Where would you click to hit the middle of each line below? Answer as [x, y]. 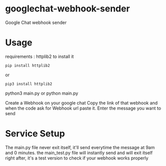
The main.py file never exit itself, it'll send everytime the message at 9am [80, 147]
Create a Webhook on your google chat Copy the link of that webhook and [82, 103]
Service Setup [35, 134]
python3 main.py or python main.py [42, 93]
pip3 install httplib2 [29, 84]
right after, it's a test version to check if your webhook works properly [77, 158]
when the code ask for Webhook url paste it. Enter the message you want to [83, 108]
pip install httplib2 [28, 65]
